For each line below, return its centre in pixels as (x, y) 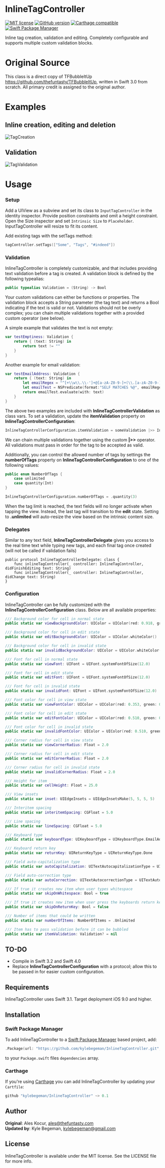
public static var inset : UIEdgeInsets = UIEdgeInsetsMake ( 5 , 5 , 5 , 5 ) (80, 799)
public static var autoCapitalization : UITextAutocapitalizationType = (80, 866)
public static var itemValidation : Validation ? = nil (61, 934)
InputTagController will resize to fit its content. (52, 226)
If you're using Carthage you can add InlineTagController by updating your (80, 1082)
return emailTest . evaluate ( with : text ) (64, 392)
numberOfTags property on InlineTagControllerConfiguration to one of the (82, 460)
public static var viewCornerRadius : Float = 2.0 (57, 745)
